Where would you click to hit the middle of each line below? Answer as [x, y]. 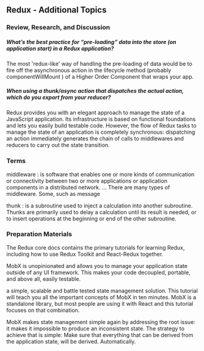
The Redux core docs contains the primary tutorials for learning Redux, [96, 247]
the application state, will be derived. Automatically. [71, 341]
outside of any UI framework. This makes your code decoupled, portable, [98, 272]
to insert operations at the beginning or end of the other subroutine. [92, 219]
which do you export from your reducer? [59, 97]
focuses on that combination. [43, 310]
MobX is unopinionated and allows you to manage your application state [97, 266]
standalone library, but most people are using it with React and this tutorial [100, 303]
